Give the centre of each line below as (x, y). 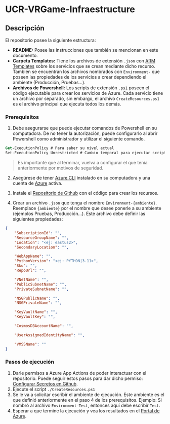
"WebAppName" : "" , (34, 256)
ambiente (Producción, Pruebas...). (49, 82)
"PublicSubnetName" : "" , (40, 284)
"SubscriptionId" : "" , (38, 233)
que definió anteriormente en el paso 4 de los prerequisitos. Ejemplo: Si (87, 400)
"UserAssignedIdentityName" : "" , (50, 335)
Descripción (25, 28)
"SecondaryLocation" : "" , (42, 247)
